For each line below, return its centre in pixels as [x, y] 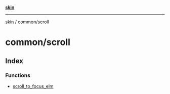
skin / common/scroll [27, 22]
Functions [18, 75]
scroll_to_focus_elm [33, 86]
